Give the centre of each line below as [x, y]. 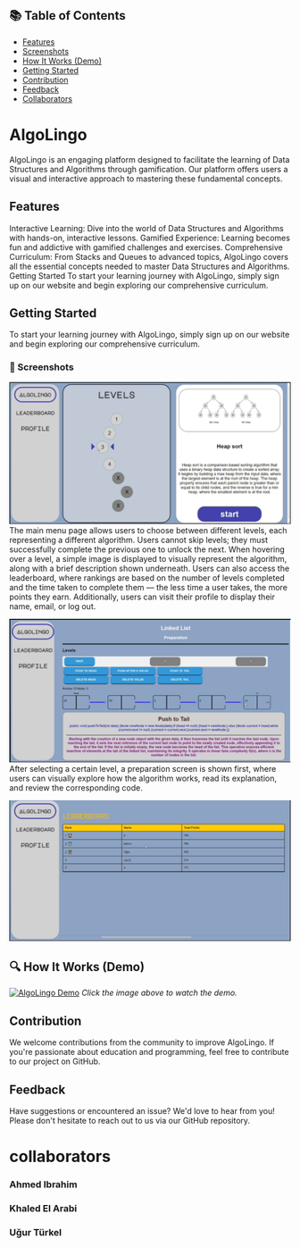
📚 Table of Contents [68, 16]
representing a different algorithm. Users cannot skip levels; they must [139, 540]
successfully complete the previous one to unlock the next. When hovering [147, 549]
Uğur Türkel [36, 1232]
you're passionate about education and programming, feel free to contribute [149, 1052]
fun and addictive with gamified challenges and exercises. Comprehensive [146, 247]
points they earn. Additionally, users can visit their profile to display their [142, 597]
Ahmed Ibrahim [43, 1184]
